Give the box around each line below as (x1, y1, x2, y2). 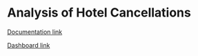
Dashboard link (7, 41, 50, 49)
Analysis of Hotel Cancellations (7, 5, 191, 21)
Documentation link (7, 28, 63, 36)
